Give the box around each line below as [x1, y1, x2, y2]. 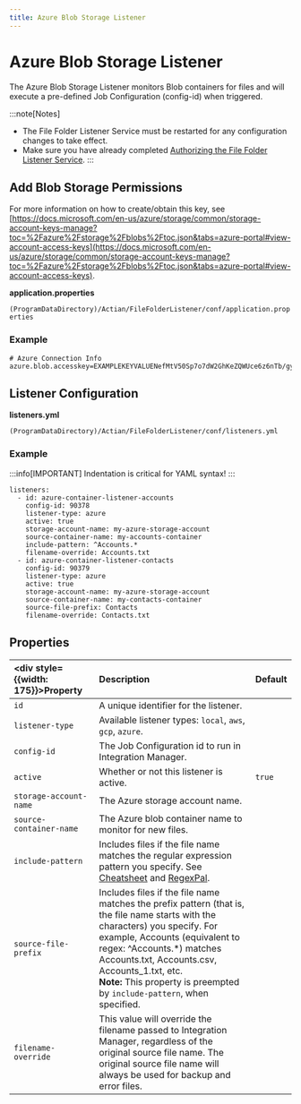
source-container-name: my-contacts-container [25, 595, 202, 604]
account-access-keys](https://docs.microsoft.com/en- [9, 242, 212, 252]
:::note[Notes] [9, 108, 61, 119]
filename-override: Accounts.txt [25, 548, 150, 557]
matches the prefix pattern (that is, [99, 897, 245, 910]
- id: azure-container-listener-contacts [17, 556, 175, 565]
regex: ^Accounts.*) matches [99, 942, 222, 954]
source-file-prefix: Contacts [25, 603, 139, 612]
